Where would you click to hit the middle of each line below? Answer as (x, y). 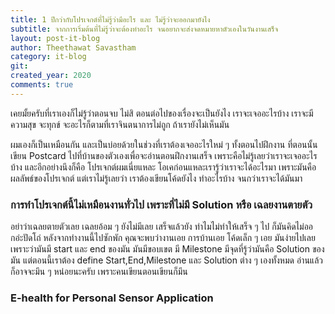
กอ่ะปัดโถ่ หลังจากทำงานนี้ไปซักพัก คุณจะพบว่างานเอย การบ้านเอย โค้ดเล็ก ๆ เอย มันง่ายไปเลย (163, 238)
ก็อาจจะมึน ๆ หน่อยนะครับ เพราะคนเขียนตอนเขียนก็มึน (99, 272)
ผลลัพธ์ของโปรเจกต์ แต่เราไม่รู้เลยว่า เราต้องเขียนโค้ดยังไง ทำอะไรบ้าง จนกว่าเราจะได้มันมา (156, 178)
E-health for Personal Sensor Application (112, 298)
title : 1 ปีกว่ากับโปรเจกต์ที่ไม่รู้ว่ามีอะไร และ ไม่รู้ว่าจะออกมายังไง (110, 19)
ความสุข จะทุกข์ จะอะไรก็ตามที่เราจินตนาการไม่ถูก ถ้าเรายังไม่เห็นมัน (120, 124)
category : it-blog (48, 57)
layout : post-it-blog (55, 38)
